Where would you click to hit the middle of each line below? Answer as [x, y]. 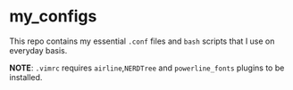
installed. [26, 77]
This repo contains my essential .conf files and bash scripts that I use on [142, 41]
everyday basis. [38, 50]
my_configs [53, 16]
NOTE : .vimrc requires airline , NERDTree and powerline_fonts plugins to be [147, 68]
